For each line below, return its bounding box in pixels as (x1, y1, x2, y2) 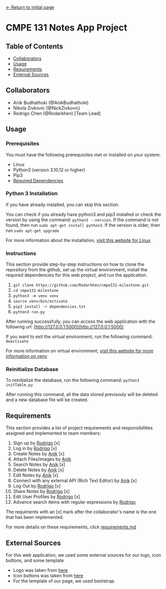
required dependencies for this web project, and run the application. (6, 272, 148, 278)
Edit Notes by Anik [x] (13, 472, 59, 478)
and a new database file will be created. (6, 397, 89, 403)
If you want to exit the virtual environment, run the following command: (6, 333, 153, 340)
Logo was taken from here (13, 567, 68, 573)
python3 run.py (13, 310, 45, 315)
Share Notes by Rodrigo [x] (13, 488, 70, 495)
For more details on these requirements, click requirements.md (6, 524, 137, 530)
